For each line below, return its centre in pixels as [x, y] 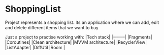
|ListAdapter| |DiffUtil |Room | [35, 47]
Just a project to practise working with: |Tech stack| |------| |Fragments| [79, 37]
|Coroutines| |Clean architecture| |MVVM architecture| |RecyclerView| [76, 42]
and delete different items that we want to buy [52, 27]
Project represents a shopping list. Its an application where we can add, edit [82, 22]
